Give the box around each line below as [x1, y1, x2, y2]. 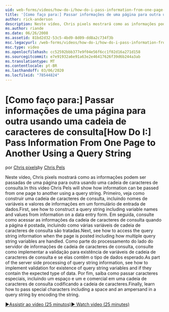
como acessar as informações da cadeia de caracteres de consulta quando [5, 217, 162, 223]
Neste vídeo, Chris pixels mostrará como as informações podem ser [5, 174, 146, 180]
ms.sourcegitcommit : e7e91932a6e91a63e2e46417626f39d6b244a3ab [5, 54, 141, 59]
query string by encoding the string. [5, 291, 80, 297]
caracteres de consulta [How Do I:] [5, 127, 151, 138]
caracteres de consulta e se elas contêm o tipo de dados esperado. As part [5, 254, 160, 260]
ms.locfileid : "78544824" [5, 73, 59, 78]
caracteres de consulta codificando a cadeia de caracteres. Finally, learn [5, 281, 155, 287]
